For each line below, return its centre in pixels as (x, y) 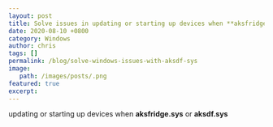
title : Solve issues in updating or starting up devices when (116, 23)
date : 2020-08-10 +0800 (49, 31)
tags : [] (23, 53)
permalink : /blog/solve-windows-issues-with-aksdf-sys (103, 61)
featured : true (34, 83)
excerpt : (23, 91)
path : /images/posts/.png (63, 76)
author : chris (32, 46)
